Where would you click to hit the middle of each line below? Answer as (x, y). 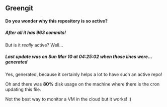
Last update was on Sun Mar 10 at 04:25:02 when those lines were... (79, 56)
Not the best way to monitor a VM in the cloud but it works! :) (68, 99)
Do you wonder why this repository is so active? (57, 21)
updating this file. (23, 89)
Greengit (19, 8)
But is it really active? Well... (34, 45)
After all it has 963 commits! (36, 32)
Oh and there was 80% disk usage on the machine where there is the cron (82, 84)
